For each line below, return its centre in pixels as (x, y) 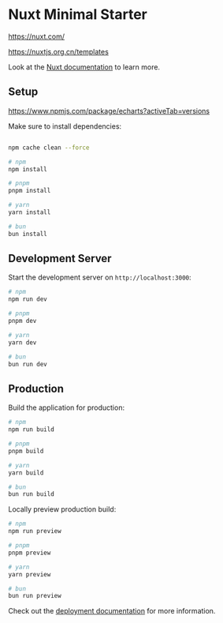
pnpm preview (30, 553)
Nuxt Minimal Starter (78, 15)
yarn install (30, 212)
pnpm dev (22, 321)
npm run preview (35, 531)
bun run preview (35, 596)
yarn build (26, 473)
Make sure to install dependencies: (65, 126)
